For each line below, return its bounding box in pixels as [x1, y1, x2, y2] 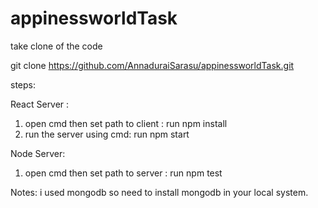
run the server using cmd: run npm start [24, 128, 190, 140]
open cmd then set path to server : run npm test [24, 167, 223, 179]
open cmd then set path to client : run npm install [24, 117, 228, 129]
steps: [10, 78, 36, 91]
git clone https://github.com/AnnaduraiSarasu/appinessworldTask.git [10, 59, 295, 71]
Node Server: [10, 147, 66, 159]
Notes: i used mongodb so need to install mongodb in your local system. [10, 186, 309, 198]
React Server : [10, 98, 70, 110]
